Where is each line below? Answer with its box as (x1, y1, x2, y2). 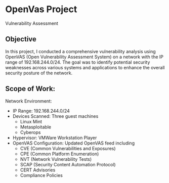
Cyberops (20, 129, 41, 135)
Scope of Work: (5, 84, 56, 93)
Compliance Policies (20, 172, 63, 178)
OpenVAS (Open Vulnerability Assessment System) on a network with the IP (5, 54, 163, 60)
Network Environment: (5, 98, 52, 104)
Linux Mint (20, 118, 42, 124)
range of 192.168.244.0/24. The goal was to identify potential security (5, 59, 150, 65)
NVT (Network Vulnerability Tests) (20, 156, 92, 162)
